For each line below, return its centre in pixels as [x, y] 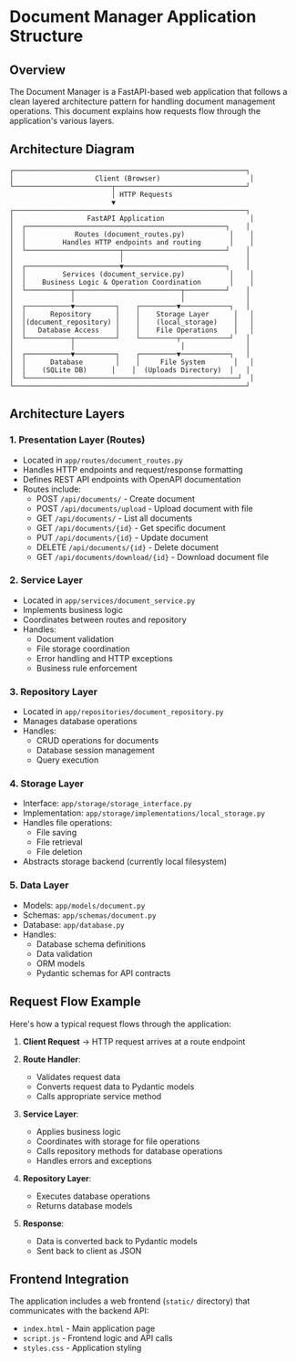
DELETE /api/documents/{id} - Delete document [128, 547]
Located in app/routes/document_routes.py [103, 460]
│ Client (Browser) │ [132, 178]
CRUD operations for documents [97, 741]
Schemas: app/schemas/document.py [89, 915]
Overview [38, 70]
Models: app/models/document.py [84, 905]
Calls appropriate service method [99, 1096]
